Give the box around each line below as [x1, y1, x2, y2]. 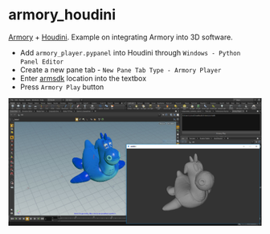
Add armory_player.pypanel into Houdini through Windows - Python [19, 47, 241, 57]
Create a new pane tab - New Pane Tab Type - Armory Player [19, 64, 222, 74]
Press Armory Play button [19, 82, 104, 92]
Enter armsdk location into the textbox [19, 73, 147, 83]
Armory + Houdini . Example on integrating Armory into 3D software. [8, 32, 233, 42]
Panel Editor [19, 58, 64, 66]
